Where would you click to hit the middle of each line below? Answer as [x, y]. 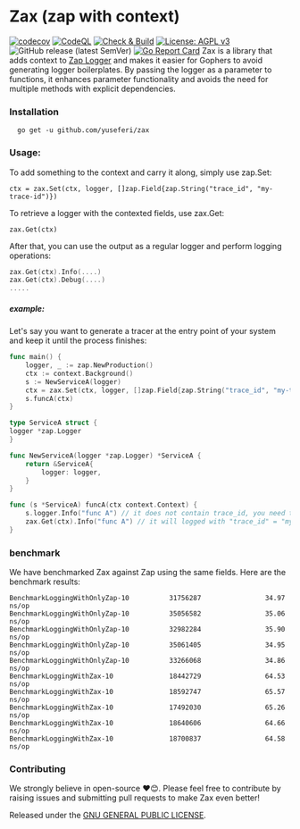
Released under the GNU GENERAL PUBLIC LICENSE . [108, 816]
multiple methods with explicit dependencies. [92, 88]
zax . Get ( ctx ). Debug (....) [57, 280]
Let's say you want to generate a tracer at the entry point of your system [143, 331]
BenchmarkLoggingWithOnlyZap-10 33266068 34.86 [147, 661]
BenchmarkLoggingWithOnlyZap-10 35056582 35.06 [147, 614]
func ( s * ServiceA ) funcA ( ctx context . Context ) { [104, 505]
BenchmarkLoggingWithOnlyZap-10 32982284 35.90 [147, 630]
